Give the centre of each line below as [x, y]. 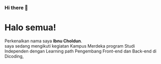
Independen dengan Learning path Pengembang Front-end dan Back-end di [80, 51]
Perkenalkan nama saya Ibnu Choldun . [43, 41]
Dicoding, [14, 56]
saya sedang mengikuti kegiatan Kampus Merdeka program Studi [70, 46]
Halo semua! [30, 28]
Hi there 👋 [16, 8]
